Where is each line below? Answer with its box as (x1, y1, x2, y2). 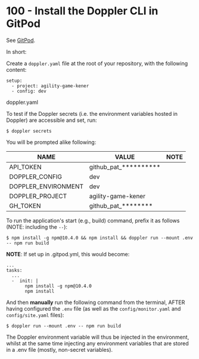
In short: (6, 48, 27, 55)
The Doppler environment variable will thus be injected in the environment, (6, 333, 189, 340)
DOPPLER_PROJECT (9, 192, 67, 200)
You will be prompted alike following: (6, 139, 97, 146)
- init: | (11, 278, 39, 284)
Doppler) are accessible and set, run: (6, 116, 97, 124)
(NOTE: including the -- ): (6, 223, 67, 231)
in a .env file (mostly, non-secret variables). (6, 346, 113, 353)
